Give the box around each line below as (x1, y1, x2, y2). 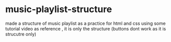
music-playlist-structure (5, 4, 112, 15)
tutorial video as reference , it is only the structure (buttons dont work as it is (5, 25, 166, 31)
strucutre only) (5, 31, 37, 37)
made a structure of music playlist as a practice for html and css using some (5, 20, 166, 26)
